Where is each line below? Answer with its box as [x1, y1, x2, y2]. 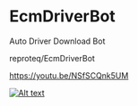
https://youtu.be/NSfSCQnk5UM [9, 69, 129, 81]
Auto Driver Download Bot [9, 36, 106, 46]
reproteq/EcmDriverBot [9, 53, 96, 63]
